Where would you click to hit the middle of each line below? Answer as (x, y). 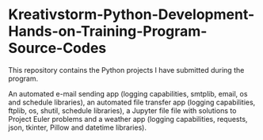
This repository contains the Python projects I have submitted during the (126, 70)
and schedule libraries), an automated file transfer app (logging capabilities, (132, 102)
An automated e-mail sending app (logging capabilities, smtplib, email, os (128, 93)
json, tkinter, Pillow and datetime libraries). (77, 127)
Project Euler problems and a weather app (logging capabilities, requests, (128, 119)
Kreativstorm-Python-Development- (131, 15)
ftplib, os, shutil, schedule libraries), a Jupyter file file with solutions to (122, 110)
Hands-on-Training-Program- (108, 31)
